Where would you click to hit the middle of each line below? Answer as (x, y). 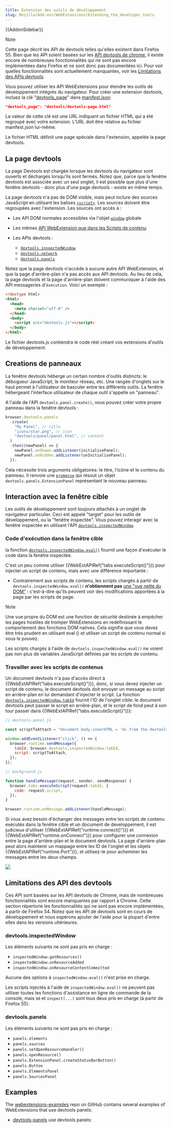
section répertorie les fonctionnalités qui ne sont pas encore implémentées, (85, 906)
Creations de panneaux (44, 364)
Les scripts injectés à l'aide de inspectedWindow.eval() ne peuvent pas (80, 987)
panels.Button (28, 1066)
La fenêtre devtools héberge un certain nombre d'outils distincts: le (76, 376)
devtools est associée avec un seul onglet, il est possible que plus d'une (81, 182)
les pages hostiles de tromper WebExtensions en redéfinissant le (74, 622)
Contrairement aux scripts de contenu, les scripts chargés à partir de (85, 580)
